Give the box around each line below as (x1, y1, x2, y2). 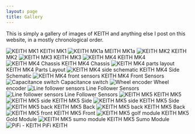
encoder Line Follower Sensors (6, 84, 140, 91)
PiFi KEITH (42, 122, 68, 129)
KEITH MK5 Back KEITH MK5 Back (54, 103, 186, 110)
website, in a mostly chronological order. (6, 36, 104, 43)
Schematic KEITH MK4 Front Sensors (6, 72, 165, 79)
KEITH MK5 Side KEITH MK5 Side (52, 97, 180, 104)
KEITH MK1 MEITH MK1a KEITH (40, 47, 187, 54)
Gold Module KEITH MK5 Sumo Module (6, 115, 170, 122)
